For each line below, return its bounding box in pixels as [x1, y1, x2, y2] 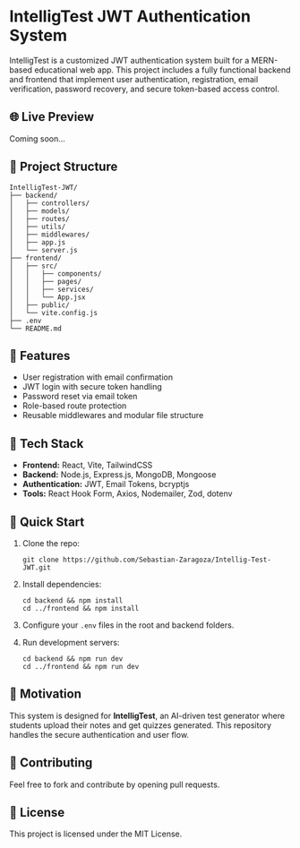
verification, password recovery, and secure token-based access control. [9, 83, 280, 94]
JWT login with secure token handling [21, 381, 163, 392]
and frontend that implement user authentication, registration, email [9, 73, 259, 84]
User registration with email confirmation [21, 372, 173, 382]
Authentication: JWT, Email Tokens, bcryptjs [21, 479, 190, 490]
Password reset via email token [21, 391, 138, 402]
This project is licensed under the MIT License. [9, 828, 183, 839]
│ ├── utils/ [9, 222, 66, 231]
